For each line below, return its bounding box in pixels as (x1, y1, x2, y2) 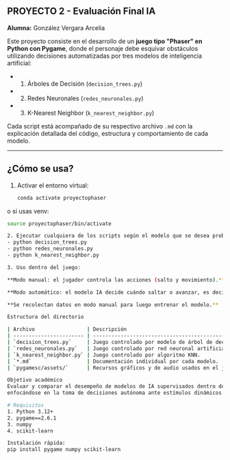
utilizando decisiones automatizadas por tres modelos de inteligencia (7, 51, 203, 60)
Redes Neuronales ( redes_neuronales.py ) (27, 94, 144, 102)
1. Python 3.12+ (7, 408, 53, 415)
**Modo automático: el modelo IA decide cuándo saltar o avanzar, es (7, 288, 210, 296)
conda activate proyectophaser (16, 194, 107, 201)
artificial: (7, 58, 32, 67)
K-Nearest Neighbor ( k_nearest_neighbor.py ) (27, 108, 155, 117)
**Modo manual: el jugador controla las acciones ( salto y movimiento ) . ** (7, 276, 225, 284)
